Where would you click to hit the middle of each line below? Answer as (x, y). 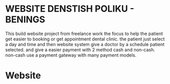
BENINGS (25, 19)
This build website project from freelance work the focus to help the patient (84, 33)
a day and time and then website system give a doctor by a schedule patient (85, 44)
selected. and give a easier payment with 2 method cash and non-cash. (80, 50)
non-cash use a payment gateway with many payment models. (71, 55)
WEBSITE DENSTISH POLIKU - (70, 9)
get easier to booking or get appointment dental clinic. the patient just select (85, 39)
